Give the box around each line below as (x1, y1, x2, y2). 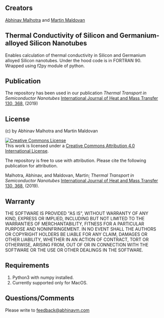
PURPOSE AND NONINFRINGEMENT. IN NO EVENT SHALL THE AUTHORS (5, 226, 157, 232)
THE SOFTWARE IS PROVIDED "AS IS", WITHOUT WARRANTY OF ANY (5, 210, 149, 216)
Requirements (5, 261, 49, 270)
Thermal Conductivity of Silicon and (5, 32, 118, 40)
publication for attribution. (5, 163, 58, 169)
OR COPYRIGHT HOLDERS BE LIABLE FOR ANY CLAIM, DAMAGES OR (5, 232, 148, 238)
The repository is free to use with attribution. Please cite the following (5, 158, 146, 163)
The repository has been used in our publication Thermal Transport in (5, 90, 147, 96)
